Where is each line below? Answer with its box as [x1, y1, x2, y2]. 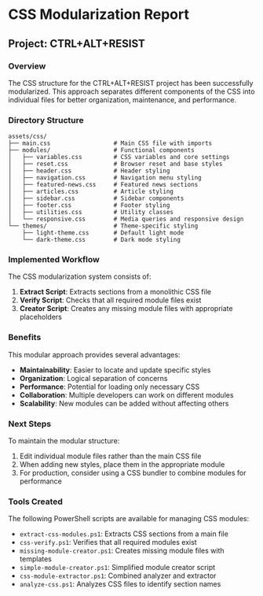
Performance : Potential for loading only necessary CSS [19, 382, 200, 391]
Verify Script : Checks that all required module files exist [19, 295, 202, 305]
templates [19, 554, 53, 564]
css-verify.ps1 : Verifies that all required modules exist [19, 538, 198, 547]
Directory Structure [8, 114, 84, 125]
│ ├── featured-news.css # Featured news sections [8, 181, 199, 189]
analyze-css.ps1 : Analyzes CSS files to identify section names [19, 579, 221, 589]
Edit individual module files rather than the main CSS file [19, 451, 202, 461]
